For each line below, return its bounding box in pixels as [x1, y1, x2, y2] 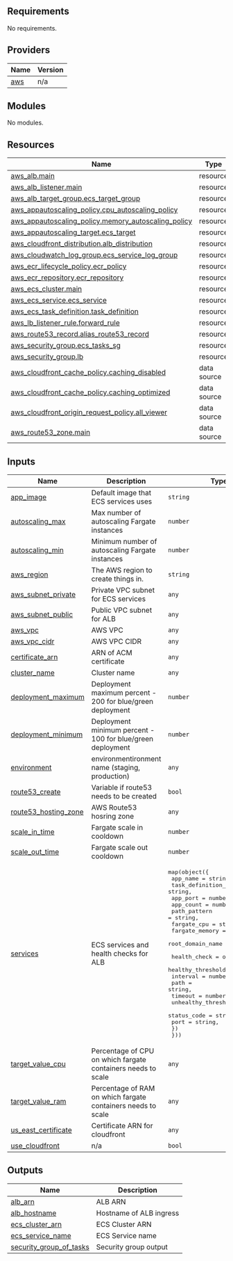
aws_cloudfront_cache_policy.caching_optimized [10, 387, 171, 397]
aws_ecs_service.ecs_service [10, 296, 107, 305]
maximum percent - [91, 688, 157, 698]
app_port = [171, 894, 206, 902]
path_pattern [171, 908, 213, 915]
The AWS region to [91, 565, 153, 575]
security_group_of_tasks [10, 1242, 90, 1251]
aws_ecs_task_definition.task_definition [10, 307, 139, 316]
